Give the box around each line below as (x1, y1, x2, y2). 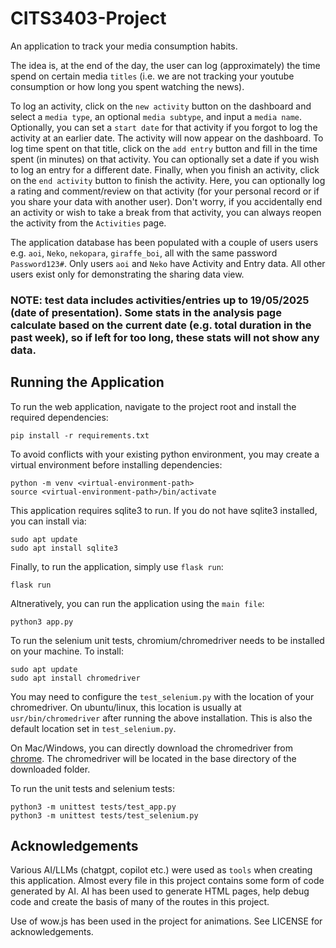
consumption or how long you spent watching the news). (10, 80, 245, 92)
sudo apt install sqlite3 (10, 543, 118, 553)
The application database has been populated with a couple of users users (10, 236, 319, 248)
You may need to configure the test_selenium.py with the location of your (10, 690, 315, 702)
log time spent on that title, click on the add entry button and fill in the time (10, 142, 318, 154)
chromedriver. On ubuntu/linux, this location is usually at (10, 701, 242, 713)
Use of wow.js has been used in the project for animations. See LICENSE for (10, 915, 323, 927)
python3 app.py (10, 617, 74, 627)
